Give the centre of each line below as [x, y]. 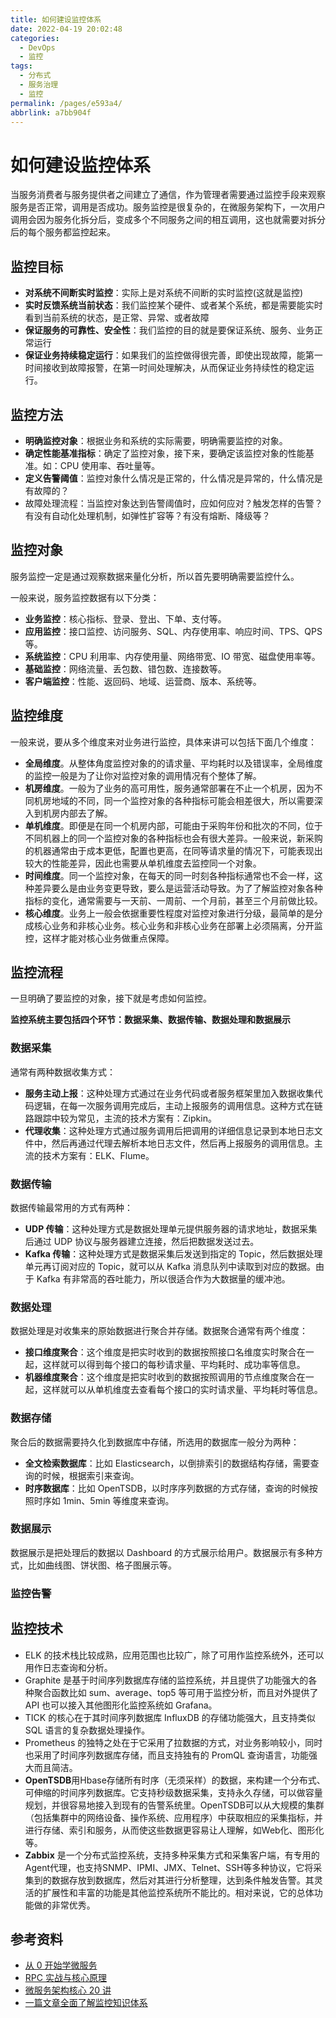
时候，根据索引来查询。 [91, 1475]
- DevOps [37, 47]
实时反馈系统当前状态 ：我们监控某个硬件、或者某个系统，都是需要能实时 [173, 305]
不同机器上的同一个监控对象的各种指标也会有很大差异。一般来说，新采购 [173, 838]
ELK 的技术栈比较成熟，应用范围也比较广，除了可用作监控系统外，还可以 [174, 1655]
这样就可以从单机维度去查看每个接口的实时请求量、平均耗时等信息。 [182, 1390]
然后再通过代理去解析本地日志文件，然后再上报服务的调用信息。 [183, 1143]
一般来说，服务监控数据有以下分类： [85, 597]
